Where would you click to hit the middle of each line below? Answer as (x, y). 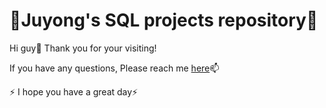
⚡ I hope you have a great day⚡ (74, 91)
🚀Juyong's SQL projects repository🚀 (164, 20)
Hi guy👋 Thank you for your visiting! (83, 48)
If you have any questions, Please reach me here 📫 (114, 68)
